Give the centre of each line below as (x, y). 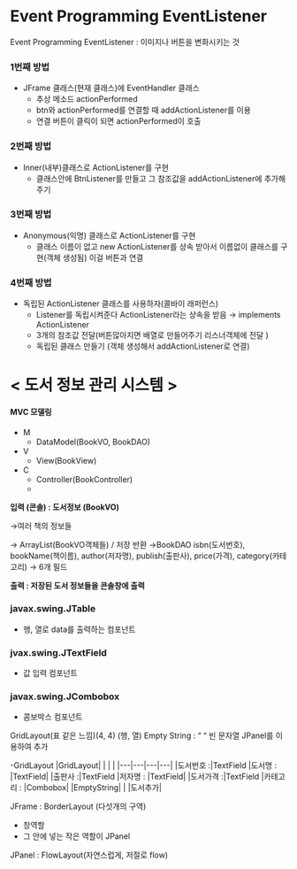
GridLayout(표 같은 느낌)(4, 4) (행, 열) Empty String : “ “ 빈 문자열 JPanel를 (142, 735)
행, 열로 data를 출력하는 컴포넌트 (79, 629)
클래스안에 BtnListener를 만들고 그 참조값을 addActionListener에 (149, 178)
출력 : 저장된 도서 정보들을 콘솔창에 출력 (77, 585)
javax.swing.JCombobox (65, 696)
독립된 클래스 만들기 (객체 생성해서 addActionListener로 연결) (143, 346)
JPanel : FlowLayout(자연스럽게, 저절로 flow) (89, 855)
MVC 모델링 (31, 411)
